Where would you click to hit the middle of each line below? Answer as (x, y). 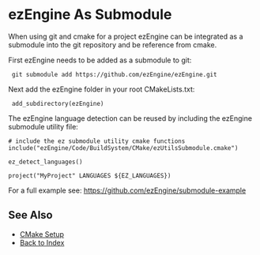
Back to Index (42, 242)
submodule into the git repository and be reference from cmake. (113, 44)
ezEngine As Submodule (90, 15)
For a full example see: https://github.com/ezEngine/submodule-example (127, 190)
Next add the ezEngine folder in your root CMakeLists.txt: (102, 89)
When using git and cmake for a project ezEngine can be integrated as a (126, 36)
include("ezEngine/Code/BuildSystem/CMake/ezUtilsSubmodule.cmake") (123, 148)
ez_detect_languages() (45, 162)
